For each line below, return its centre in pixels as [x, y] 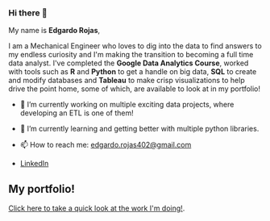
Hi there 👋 [28, 13]
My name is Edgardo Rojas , [54, 31]
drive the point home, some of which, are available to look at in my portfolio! [134, 89]
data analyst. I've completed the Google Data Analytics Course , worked [129, 63]
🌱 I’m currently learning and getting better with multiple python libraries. [139, 129]
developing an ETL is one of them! [77, 113]
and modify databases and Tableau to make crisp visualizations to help [127, 81]
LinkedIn [34, 164]
